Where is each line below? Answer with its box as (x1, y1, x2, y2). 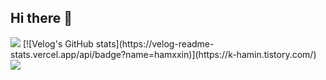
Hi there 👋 (10, 10, 73, 27)
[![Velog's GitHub (22, 37, 94, 50)
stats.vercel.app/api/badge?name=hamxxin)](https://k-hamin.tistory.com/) (10, 48, 317, 60)
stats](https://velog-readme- (95, 37, 215, 50)
